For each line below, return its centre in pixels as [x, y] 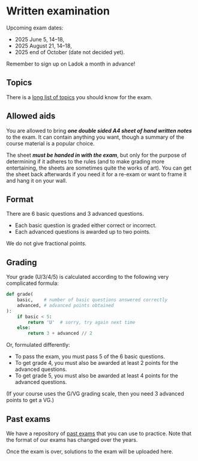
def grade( [20, 295]
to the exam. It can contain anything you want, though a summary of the [95, 137]
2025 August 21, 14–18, [43, 46]
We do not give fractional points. [46, 243]
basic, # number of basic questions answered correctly [92, 300]
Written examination [58, 11]
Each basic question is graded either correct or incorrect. [86, 225]
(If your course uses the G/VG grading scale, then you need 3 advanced [95, 394]
